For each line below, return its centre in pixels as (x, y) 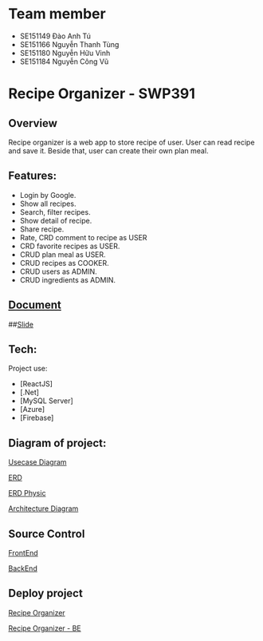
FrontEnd (23, 553)
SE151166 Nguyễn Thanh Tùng (69, 44)
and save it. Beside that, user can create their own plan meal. (108, 150)
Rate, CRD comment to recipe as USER (83, 237)
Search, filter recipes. (55, 212)
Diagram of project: (57, 443)
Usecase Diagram (37, 462)
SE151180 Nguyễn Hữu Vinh (65, 53)
